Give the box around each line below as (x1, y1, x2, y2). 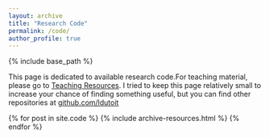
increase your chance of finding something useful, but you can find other (8, 90, 251, 99)
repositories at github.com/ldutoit (8, 98, 119, 107)
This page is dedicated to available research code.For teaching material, (8, 72, 248, 82)
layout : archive (8, 11, 63, 20)
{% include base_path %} (8, 56, 93, 66)
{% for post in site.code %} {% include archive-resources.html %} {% (8, 114, 240, 123)
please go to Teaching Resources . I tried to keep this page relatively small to (8, 81, 262, 90)
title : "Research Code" (8, 19, 89, 27)
